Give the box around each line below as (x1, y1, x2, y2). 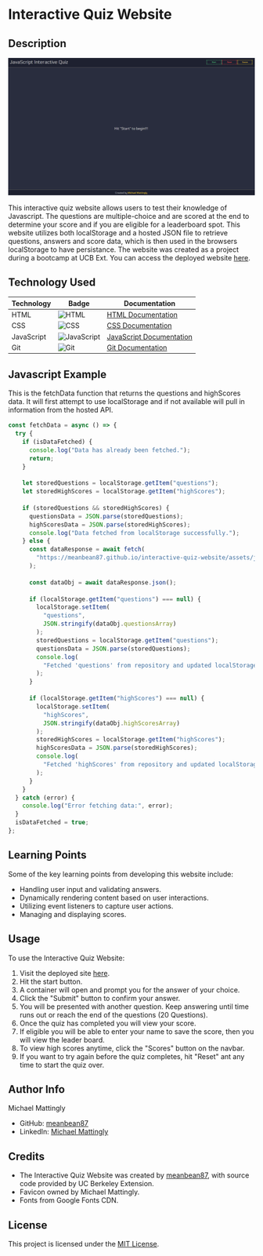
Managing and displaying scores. (19, 909, 127, 919)
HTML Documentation (106, 310, 178, 319)
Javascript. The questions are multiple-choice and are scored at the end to (8, 211, 250, 220)
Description (8, 37, 67, 50)
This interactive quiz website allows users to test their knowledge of (8, 202, 228, 213)
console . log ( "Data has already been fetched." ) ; (28, 446, 191, 454)
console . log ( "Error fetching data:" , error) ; (22, 802, 174, 810)
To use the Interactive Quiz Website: (8, 953, 125, 963)
